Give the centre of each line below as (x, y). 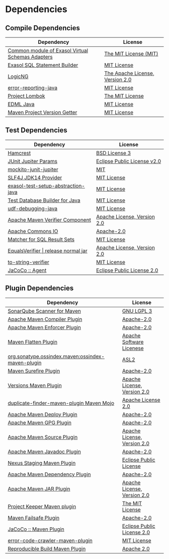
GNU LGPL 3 (137, 311)
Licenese (133, 348)
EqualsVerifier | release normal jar (48, 251)
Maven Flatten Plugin (33, 342)
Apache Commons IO (33, 231)
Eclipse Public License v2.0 (129, 161)
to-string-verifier (28, 262)
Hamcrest (19, 153)
